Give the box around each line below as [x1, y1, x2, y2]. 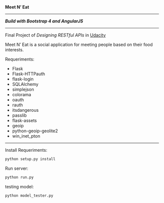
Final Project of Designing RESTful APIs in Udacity [5, 32, 106, 38]
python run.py [5, 175, 34, 180]
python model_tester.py [5, 193, 54, 198]
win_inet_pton [12, 133, 41, 139]
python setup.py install [5, 157, 56, 162]
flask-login [12, 76, 34, 82]
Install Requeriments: [5, 147, 47, 153]
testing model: [5, 183, 34, 189]
